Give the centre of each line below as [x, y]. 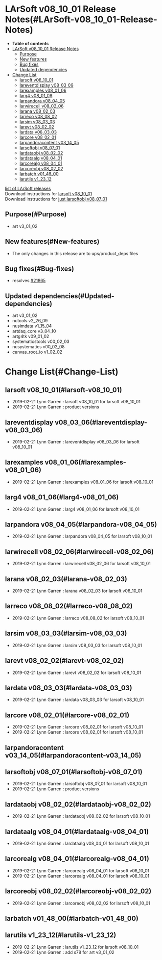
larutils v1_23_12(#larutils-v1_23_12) [61, 935]
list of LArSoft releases [28, 188]
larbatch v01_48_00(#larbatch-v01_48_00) [72, 918]
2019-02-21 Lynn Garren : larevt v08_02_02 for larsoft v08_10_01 [77, 673]
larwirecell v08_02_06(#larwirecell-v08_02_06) [80, 552]
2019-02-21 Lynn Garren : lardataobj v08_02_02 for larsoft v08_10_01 [81, 816]
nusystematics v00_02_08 [38, 347]
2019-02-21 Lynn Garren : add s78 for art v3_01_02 [63, 952]
